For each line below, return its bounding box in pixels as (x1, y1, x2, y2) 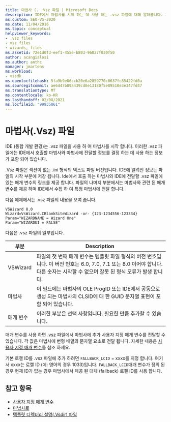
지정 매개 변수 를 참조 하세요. (14, 344, 71, 351)
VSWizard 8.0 (5, 207, 33, 212)
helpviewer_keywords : (5, 31, 51, 36)
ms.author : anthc (5, 59, 42, 65)
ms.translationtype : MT (5, 87, 56, 93)
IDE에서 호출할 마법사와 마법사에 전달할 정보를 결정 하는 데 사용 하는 (18, 149, 154, 156)
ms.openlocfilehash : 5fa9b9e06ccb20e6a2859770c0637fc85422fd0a (5, 78, 142, 83)
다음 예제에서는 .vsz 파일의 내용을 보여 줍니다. (5, 197, 97, 203)
